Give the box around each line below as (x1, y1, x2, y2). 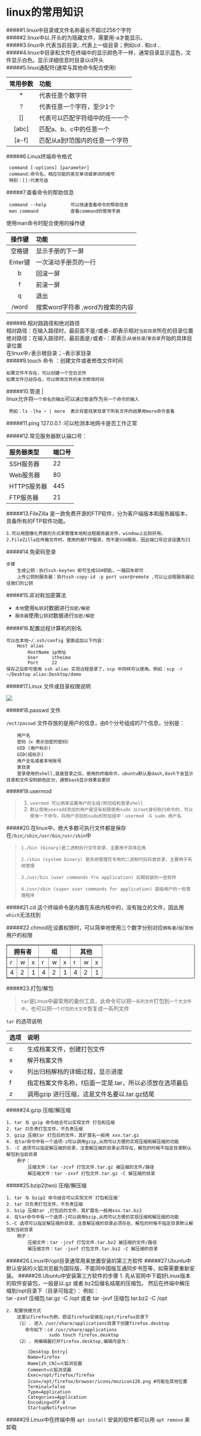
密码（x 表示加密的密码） (17, 739, 72, 745)
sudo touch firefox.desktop (48, 1332, 119, 1338)
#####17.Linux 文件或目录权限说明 (6, 682, 91, 690)
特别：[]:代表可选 (8, 177, 48, 183)
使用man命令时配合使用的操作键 (6, 219, 86, 227)
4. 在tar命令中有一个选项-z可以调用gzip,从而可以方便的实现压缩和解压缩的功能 (6, 1139, 179, 1145)
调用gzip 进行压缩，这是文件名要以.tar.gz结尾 (27, 1089, 155, 1098)
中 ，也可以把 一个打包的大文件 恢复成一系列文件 (20, 1005, 130, 1012)
